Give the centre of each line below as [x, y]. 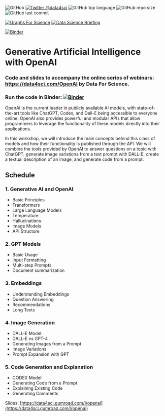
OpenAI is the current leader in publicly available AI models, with [71, 108]
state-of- [146, 108]
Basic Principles [29, 200]
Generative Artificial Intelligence [73, 52]
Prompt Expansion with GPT [41, 354]
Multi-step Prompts [32, 265]
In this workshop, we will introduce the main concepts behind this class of [80, 139]
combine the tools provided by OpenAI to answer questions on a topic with [81, 149]
